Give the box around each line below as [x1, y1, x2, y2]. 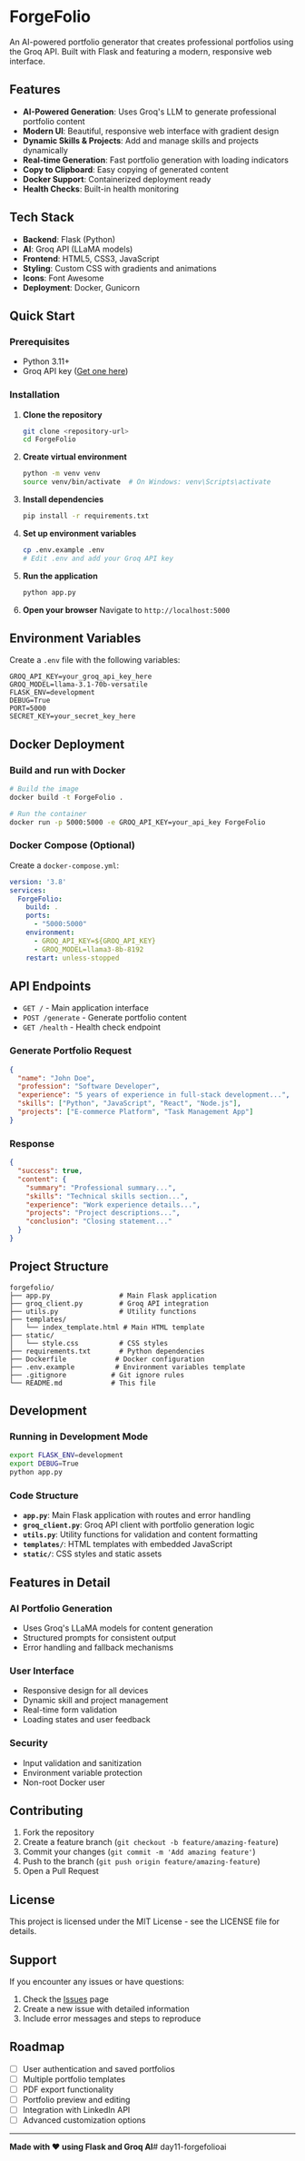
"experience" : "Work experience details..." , [25, 1200, 202, 1209]
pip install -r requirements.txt [22, 511, 150, 521]
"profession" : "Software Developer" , [17, 1082, 161, 1091]
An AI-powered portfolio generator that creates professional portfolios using [9, 36, 294, 47]
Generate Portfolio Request [9, 1044, 132, 1057]
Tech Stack [9, 210, 74, 225]
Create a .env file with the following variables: [9, 655, 181, 666]
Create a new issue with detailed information [22, 2004, 191, 2015]
